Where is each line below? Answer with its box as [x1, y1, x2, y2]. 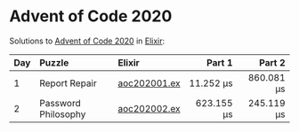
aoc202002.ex [117, 102, 181, 114]
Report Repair [39, 77, 98, 89]
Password [39, 97, 82, 109]
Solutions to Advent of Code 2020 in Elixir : [9, 35, 166, 46]
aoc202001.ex [117, 77, 181, 89]
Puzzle [39, 56, 69, 68]
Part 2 [259, 56, 286, 68]
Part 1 [206, 56, 233, 68]
